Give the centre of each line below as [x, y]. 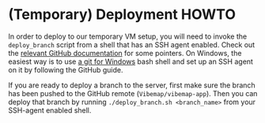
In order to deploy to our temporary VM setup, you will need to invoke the [128, 36]
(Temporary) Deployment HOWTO [122, 15]
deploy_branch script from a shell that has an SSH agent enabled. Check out [132, 44]
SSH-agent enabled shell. [50, 110]
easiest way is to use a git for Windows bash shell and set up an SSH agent [131, 61]
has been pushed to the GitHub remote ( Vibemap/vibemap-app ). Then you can [133, 93]
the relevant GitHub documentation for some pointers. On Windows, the [125, 53]
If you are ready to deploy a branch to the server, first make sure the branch [132, 85]
